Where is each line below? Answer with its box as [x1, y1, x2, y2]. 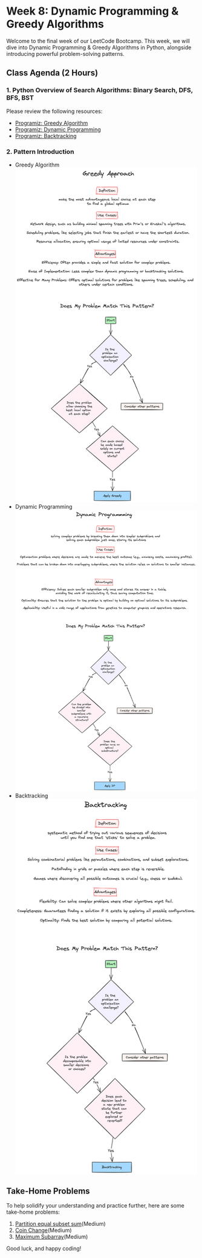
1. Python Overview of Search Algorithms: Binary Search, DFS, [6, 86, 194, 95]
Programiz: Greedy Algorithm [15, 119, 88, 126]
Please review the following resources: [6, 108, 103, 115]
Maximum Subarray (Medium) [15, 1233, 88, 1240]
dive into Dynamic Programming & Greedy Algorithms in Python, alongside [6, 44, 192, 51]
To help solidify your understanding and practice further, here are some [6, 1202, 184, 1209]
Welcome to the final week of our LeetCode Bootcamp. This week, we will [6, 37, 191, 44]
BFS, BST [6, 94, 34, 102]
